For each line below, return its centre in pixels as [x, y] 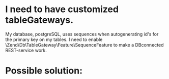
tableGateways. [39, 20]
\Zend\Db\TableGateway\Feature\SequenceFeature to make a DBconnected [84, 45]
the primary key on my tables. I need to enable [54, 39]
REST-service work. [26, 50]
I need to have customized [62, 9]
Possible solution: [44, 71]
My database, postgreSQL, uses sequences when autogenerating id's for [82, 34]
